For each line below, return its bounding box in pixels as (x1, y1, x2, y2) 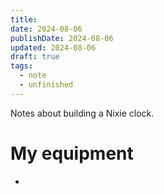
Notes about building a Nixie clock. (10, 107, 155, 119)
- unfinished (19, 80, 74, 90)
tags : (10, 61, 33, 71)
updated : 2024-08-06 (10, 42, 97, 53)
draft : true (10, 52, 60, 62)
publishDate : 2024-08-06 (10, 33, 114, 43)
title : (10, 14, 38, 25)
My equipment (10, 142, 134, 165)
